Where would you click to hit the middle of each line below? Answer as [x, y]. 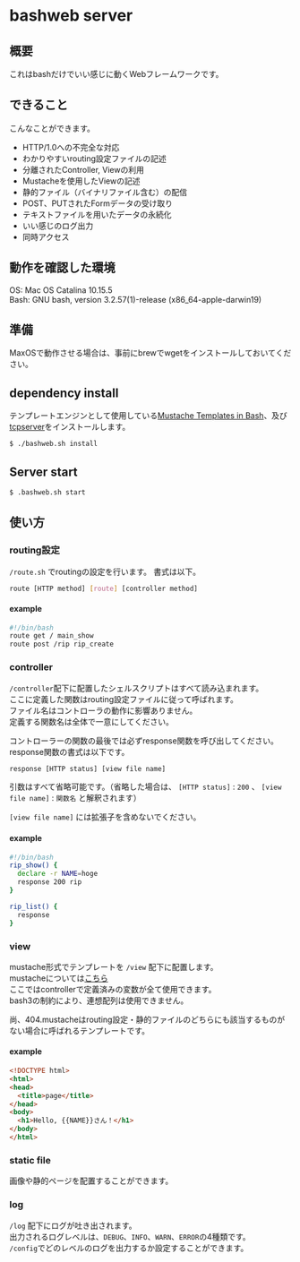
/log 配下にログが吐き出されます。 [73, 1225]
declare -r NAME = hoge [58, 874]
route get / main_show [51, 636]
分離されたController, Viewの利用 [83, 169]
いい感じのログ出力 [58, 226]
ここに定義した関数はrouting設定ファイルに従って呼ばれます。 [124, 699]
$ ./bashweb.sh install [54, 444]
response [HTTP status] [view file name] [88, 768]
